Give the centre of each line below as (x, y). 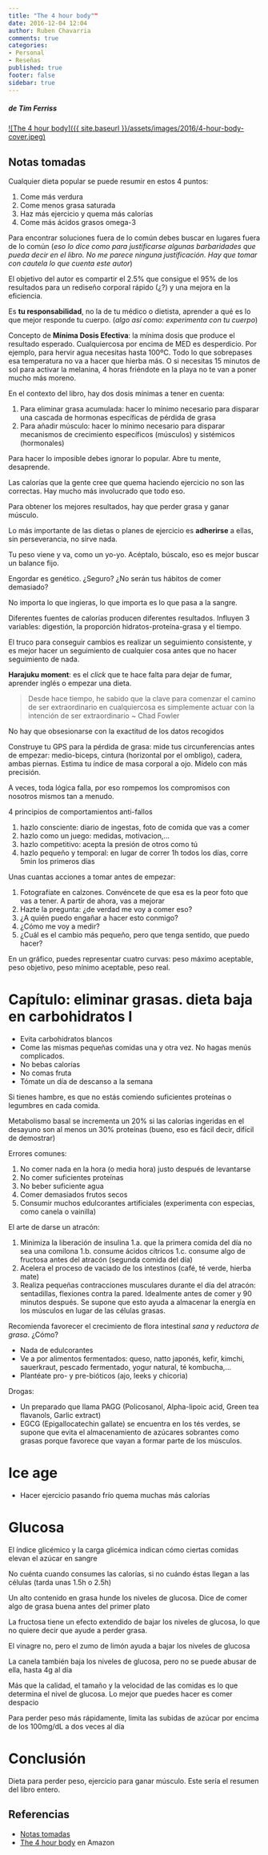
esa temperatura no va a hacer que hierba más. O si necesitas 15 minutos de (134, 361)
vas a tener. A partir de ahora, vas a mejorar (92, 901)
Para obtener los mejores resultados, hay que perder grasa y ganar (119, 507)
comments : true (34, 38)
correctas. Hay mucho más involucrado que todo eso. (97, 491)
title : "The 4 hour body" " (53, 16)
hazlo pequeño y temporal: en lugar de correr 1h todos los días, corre (134, 853)
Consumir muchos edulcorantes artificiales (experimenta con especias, (137, 1203)
